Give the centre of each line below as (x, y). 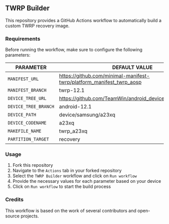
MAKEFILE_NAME (25, 131)
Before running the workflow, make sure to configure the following (74, 50)
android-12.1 (75, 106)
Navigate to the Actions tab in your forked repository (67, 171)
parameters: (18, 55)
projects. (30, 216)
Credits (14, 199)
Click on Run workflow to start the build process (62, 187)
